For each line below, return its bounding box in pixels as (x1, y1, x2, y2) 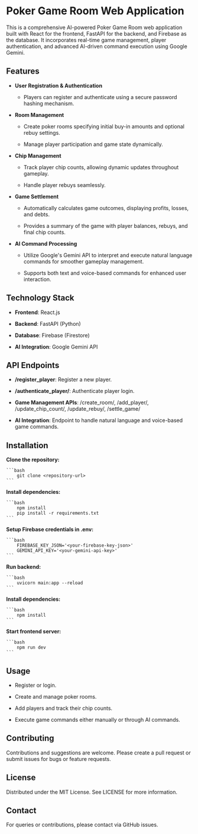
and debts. (23, 211, 50, 218)
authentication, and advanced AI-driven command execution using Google (6, 43, 187, 50)
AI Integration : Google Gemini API (14, 343, 98, 350)
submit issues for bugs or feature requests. (6, 755, 111, 762)
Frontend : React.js (14, 309, 60, 316)
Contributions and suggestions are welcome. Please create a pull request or (6, 749, 191, 756)
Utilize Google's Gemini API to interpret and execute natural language (23, 251, 193, 259)
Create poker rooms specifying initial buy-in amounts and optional (23, 123, 185, 130)
